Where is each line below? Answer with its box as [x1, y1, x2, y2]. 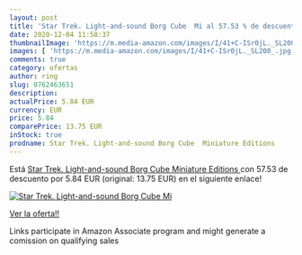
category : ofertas [9, 64, 78, 73]
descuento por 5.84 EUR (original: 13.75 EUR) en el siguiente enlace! [9, 173, 262, 184]
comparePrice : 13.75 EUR [9, 123, 102, 132]
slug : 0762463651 [9, 80, 75, 89]
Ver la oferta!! [9, 208, 60, 219]
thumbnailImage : [9, 38, 70, 48]
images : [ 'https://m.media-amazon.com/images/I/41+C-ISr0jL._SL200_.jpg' [9, 47, 296, 56]
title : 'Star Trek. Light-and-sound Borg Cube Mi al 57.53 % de [9, 22, 259, 31]
